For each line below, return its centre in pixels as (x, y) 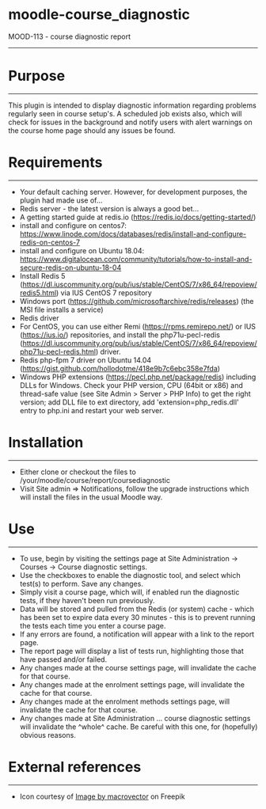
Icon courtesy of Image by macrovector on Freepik (102, 796)
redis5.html (38, 292)
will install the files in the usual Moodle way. (91, 497)
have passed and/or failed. (63, 659)
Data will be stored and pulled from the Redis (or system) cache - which (137, 609)
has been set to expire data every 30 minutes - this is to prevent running (137, 617)
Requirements (55, 163)
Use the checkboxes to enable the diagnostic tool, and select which (130, 575)
